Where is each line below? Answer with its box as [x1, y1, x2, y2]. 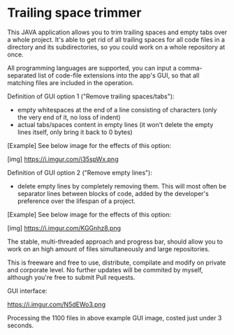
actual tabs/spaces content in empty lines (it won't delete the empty [17, 120, 214, 128]
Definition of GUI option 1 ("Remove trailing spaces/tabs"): [7, 92, 175, 100]
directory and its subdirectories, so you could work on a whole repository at [7, 43, 226, 51]
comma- [177, 64, 203, 72]
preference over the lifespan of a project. [17, 197, 136, 205]
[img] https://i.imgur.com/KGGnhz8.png [7, 223, 121, 232]
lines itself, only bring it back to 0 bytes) [17, 128, 133, 136]
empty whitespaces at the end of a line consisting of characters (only [17, 105, 217, 114]
